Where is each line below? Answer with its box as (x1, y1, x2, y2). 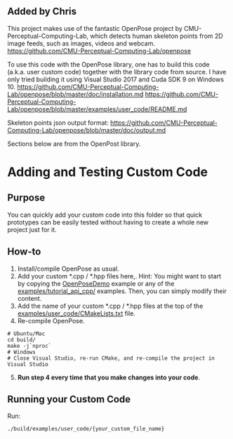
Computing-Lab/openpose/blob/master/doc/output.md (7, 126, 166, 134)
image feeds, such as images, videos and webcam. (7, 39, 156, 48)
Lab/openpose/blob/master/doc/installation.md (7, 90, 144, 98)
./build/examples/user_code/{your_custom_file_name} (7, 426, 165, 433)
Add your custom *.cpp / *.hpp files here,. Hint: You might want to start (17, 271, 222, 280)
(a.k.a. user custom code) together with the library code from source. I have (7, 67, 227, 76)
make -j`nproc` (7, 342, 52, 349)
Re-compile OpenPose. (17, 316, 85, 325)
